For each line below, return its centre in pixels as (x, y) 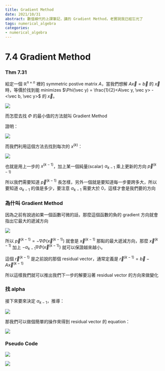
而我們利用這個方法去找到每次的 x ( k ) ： (44, 146)
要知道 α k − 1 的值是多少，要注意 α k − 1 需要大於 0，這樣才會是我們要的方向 (81, 189)
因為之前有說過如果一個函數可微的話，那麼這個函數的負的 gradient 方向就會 (82, 215)
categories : (17, 28)
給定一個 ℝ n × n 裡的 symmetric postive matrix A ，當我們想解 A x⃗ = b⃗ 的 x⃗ (82, 83)
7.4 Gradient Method (48, 57)
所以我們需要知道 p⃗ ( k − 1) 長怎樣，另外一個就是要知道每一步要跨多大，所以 (81, 182)
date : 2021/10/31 (23, 14)
